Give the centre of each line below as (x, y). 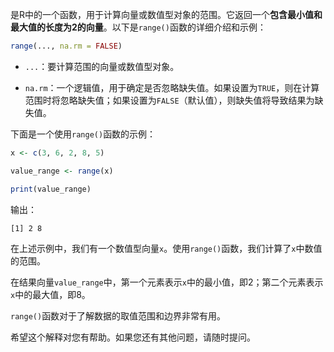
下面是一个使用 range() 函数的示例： (83, 134)
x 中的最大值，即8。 (50, 294)
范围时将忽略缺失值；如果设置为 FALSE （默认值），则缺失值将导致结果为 (169, 100)
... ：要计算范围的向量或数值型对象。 (102, 66)
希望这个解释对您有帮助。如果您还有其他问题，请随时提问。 (133, 337)
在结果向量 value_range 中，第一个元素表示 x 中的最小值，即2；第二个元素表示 (167, 282)
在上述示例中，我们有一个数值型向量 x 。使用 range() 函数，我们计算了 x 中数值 (166, 248)
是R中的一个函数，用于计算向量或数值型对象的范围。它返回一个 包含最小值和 (166, 14)
